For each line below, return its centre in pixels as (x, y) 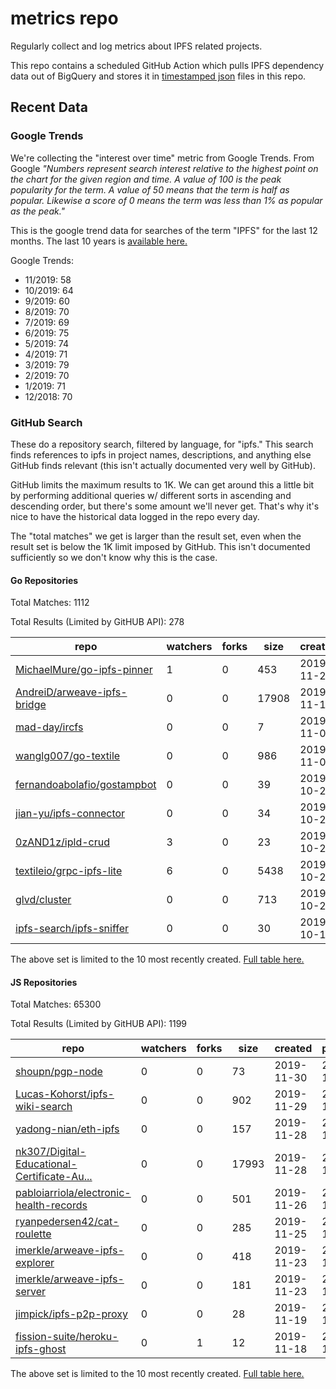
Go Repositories (44, 580)
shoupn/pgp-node (59, 1072)
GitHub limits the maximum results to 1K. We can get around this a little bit (162, 484)
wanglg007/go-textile (68, 756)
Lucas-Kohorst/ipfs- (65, 1094)
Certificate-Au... (54, 1177)
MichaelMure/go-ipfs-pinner (84, 670)
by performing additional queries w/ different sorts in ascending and (151, 495)
